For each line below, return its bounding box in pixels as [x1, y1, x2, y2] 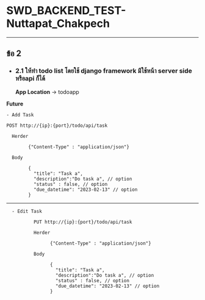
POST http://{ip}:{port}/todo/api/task [6, 123, 108, 129]
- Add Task [6, 112, 34, 118]
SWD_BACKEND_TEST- [6, 4, 126, 18]
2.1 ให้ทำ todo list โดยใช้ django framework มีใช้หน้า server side [15, 66, 192, 75]
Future [6, 100, 24, 107]
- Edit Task [12, 208, 43, 214]
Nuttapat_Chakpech [6, 16, 110, 30]
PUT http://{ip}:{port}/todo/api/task [33, 219, 132, 225]
